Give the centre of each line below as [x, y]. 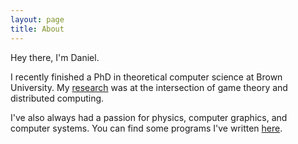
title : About [37, 29]
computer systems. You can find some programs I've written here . [146, 128]
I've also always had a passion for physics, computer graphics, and [149, 117]
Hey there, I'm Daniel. [55, 57]
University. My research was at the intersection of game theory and [149, 87]
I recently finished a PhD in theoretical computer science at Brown [146, 77]
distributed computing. [57, 98]
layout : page [37, 19]
